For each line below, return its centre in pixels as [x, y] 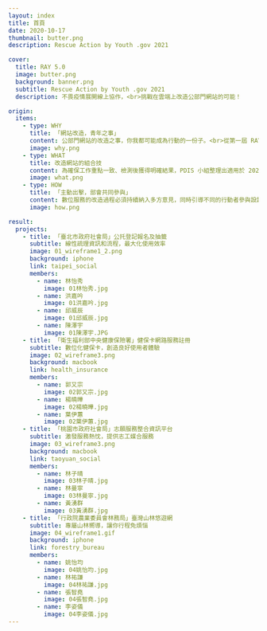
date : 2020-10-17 [37, 30]
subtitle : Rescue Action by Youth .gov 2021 [90, 89]
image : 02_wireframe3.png [72, 355]
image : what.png [56, 178]
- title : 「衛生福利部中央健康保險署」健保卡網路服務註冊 [106, 340]
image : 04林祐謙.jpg [76, 585]
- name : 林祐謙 [60, 577]
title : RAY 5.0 [41, 67]
